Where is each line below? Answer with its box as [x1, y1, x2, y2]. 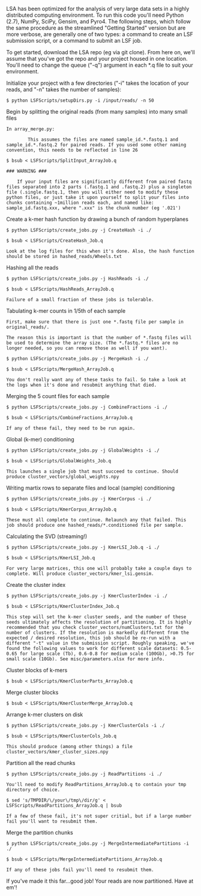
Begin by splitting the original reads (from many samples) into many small [6, 108, 188, 115]
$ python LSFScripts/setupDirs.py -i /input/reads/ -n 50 [6, 97, 154, 103]
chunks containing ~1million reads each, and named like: [6, 200, 154, 206]
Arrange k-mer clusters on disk [6, 711, 83, 718]
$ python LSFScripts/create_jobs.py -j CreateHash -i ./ [6, 227, 152, 233]
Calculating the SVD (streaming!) [6, 533, 88, 540]
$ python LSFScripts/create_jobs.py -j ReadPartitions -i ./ [6, 771, 163, 777]
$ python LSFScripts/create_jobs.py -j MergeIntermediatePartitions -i [6, 841, 189, 847]
